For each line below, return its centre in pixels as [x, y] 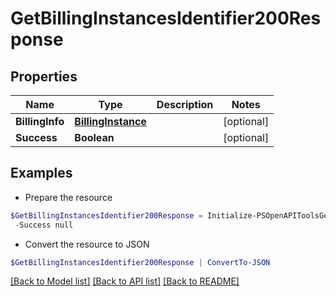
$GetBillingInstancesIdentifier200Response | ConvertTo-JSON [140, 262]
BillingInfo [40, 121]
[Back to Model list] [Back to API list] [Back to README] [125, 281]
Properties [44, 76]
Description [185, 104]
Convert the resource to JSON [87, 244]
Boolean [94, 137]
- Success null [44, 225]
